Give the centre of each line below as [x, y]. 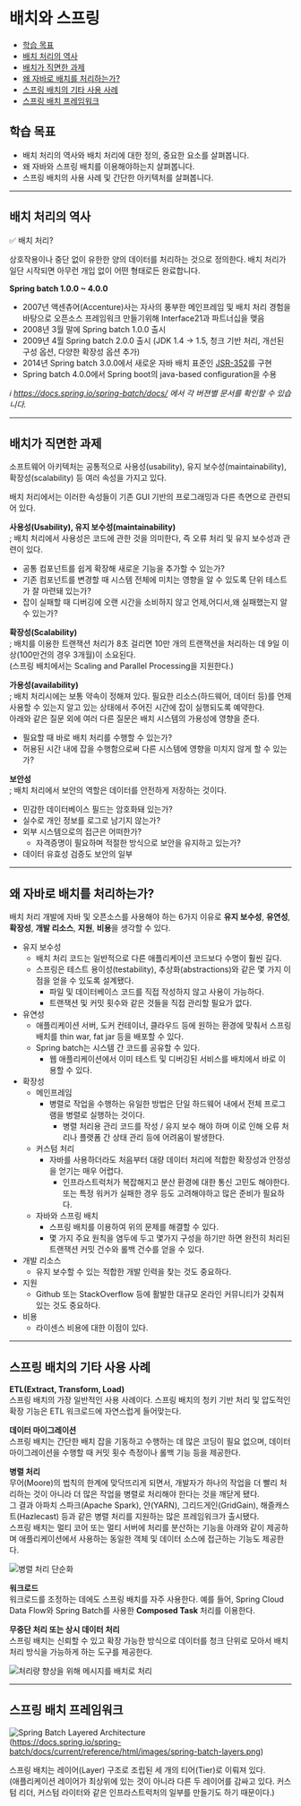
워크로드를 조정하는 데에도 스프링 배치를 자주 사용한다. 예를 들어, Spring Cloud [147, 1599]
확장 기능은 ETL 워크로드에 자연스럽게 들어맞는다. [95, 1411]
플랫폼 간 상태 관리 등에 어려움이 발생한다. [152, 1138]
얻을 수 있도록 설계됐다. [93, 981]
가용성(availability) [44, 685]
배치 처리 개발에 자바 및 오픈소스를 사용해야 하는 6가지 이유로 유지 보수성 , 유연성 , [150, 917]
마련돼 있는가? [66, 591]
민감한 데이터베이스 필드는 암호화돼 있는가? [97, 809]
